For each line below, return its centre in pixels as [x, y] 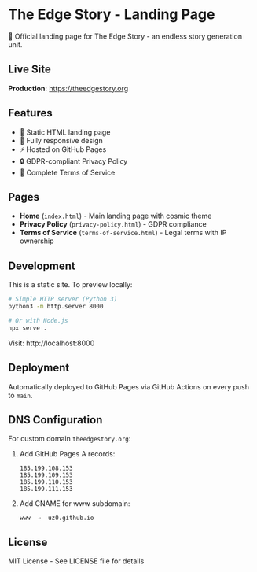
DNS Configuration [55, 420]
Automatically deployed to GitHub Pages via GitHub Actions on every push [129, 386]
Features [30, 113]
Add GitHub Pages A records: [67, 454]
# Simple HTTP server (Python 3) [63, 299]
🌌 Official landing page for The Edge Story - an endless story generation [125, 36]
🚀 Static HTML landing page [65, 132]
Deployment [39, 368]
